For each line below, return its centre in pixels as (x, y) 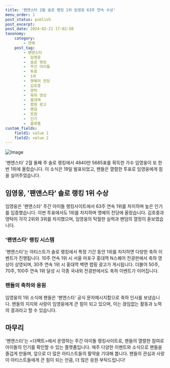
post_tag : (25, 48)
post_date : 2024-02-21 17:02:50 (39, 29)
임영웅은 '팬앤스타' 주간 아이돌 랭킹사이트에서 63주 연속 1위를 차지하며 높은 (79, 206)
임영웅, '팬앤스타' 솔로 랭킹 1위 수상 (57, 193)
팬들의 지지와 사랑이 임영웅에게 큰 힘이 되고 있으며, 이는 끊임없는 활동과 (82, 304)
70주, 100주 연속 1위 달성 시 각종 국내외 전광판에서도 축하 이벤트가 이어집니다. (82, 271)
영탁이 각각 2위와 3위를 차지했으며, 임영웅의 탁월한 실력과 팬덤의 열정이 (76, 219)
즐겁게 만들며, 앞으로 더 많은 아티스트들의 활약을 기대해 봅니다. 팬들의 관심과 (80, 354)
